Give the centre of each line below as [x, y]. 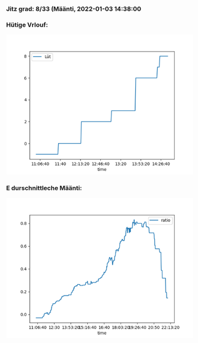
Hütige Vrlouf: [27, 24]
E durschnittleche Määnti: [44, 188]
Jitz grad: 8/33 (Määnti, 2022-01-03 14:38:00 [74, 9]
